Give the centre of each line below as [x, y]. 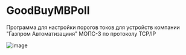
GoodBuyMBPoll [48, 11]
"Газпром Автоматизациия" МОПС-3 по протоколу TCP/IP [81, 33]
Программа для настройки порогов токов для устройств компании [93, 27]
